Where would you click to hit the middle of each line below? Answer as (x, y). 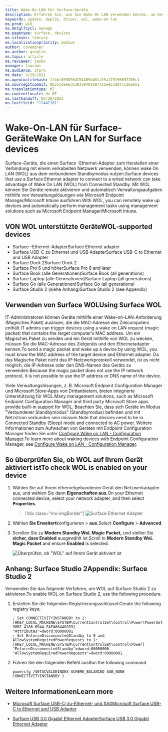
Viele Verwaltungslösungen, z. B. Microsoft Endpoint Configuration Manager (84, 385)
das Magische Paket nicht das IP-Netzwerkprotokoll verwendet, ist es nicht (82, 359)
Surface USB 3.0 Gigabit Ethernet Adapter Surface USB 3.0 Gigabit (80, 719)
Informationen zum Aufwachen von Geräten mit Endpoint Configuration (78, 428)
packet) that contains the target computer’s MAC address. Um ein (73, 333)
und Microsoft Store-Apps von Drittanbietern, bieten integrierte (70, 391)
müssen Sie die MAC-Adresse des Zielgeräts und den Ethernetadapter (77, 343)
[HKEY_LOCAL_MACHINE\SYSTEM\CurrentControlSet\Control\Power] (78, 645)
